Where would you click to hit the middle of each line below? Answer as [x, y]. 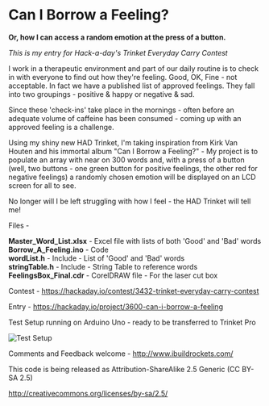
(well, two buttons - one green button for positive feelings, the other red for [133, 168]
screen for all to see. [42, 185]
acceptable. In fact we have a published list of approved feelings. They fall [132, 86]
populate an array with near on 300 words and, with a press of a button [126, 160]
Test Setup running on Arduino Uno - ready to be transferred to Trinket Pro [132, 322]
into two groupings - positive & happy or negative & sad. [101, 94]
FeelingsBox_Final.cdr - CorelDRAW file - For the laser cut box [113, 275]
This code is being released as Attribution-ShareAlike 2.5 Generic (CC [124, 369]
